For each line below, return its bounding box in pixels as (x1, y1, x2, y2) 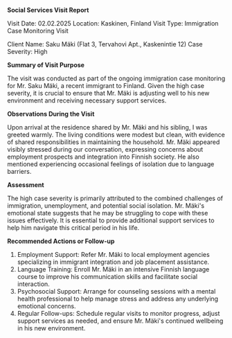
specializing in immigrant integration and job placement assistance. (17, 258, 210, 266)
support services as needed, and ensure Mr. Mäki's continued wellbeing (17, 317, 224, 325)
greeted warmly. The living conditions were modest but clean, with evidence (7, 131, 225, 139)
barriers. (7, 168, 32, 175)
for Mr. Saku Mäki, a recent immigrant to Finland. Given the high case (7, 82, 204, 89)
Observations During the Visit (7, 110, 95, 118)
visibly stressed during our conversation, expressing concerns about (7, 145, 203, 153)
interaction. (17, 280, 50, 288)
